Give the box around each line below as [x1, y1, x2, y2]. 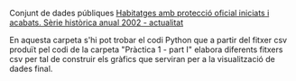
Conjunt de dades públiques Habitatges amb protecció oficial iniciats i [9, 8, 270, 18]
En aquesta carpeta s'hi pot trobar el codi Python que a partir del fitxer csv [9, 35, 287, 45]
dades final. [9, 63, 53, 74]
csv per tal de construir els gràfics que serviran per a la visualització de [9, 54, 275, 64]
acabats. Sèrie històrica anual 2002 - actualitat [9, 17, 184, 28]
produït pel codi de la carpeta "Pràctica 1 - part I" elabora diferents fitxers [9, 44, 283, 55]
